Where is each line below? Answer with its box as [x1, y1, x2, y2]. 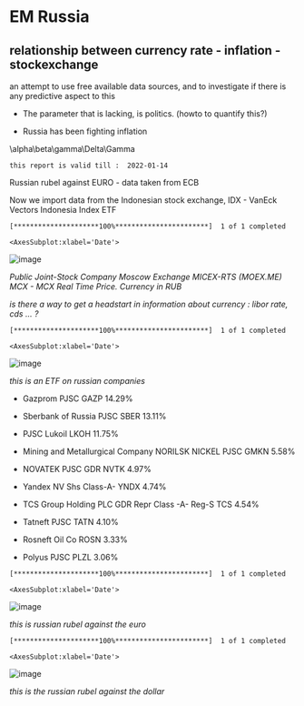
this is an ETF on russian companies [9, 376, 145, 386]
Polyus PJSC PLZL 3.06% [22, 552, 119, 562]
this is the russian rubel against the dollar [9, 686, 165, 697]
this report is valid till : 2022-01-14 [9, 161, 169, 170]
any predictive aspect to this [9, 91, 116, 101]
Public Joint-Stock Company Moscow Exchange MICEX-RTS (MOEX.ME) [9, 271, 283, 282]
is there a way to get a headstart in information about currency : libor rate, [9, 298, 289, 309]
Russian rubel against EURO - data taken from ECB [9, 177, 200, 187]
